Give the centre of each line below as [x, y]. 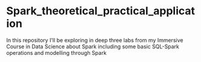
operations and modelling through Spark [56, 52]
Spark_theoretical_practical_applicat [101, 11]
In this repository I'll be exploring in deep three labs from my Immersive [95, 40]
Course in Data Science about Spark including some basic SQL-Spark [93, 46]
